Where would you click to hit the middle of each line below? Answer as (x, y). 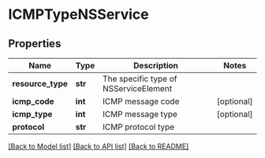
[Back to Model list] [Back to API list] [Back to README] (99, 146)
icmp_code (33, 101)
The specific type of (140, 79)
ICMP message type (140, 114)
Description (156, 66)
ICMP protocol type (138, 127)
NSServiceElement (137, 88)
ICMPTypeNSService (78, 15)
